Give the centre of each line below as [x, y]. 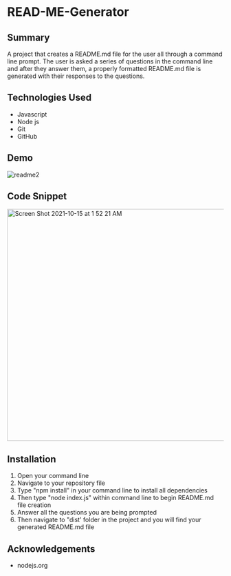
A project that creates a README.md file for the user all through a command [115, 54]
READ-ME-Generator [68, 12]
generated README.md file [56, 527]
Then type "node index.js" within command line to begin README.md [115, 498]
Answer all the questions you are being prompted [87, 513]
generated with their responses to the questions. [76, 76]
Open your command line [53, 476]
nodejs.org [32, 566]
